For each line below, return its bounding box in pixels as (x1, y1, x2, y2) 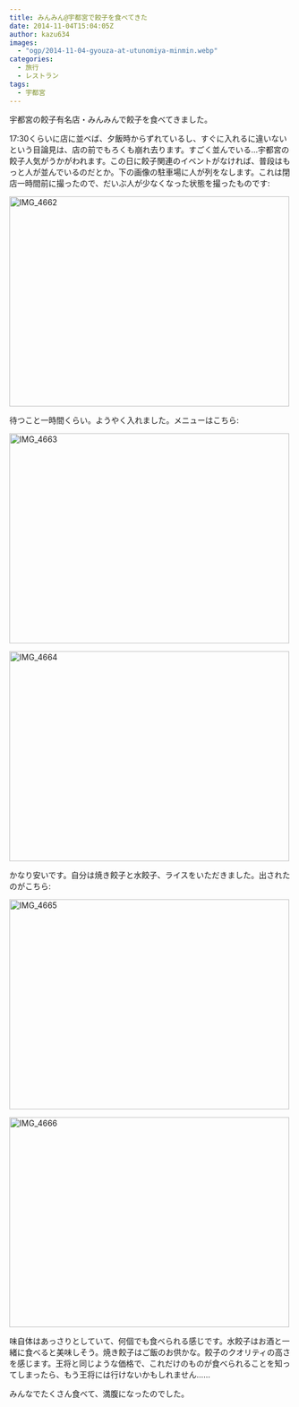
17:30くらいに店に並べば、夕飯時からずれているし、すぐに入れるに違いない (9, 133, 287, 143)
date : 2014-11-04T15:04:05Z (9, 22, 115, 30)
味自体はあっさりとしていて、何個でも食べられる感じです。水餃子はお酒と (9, 1335, 283, 1346)
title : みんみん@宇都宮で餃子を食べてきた (9, 13, 148, 22)
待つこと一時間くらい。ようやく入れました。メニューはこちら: (9, 414, 240, 426)
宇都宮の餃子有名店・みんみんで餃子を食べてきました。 (9, 114, 213, 125)
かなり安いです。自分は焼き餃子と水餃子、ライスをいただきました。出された (9, 869, 291, 880)
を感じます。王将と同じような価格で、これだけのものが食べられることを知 (9, 1358, 284, 1368)
